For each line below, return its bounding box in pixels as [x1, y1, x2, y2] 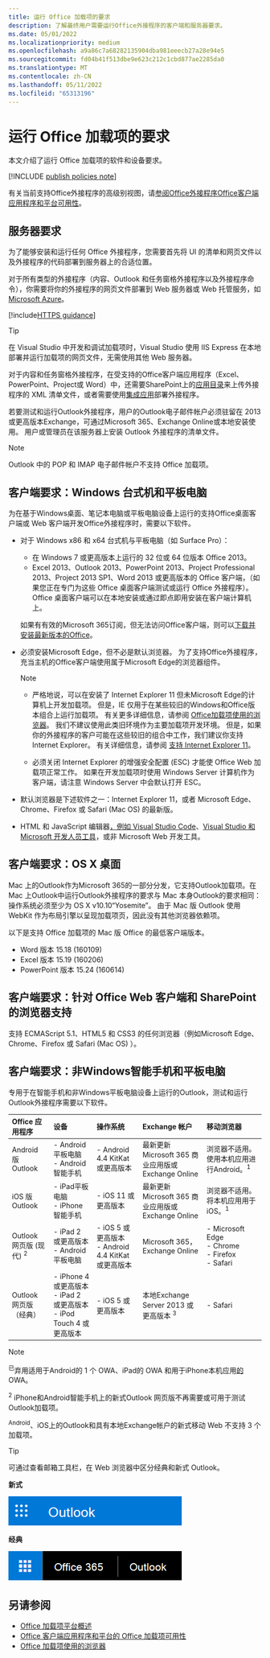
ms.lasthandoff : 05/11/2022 [8, 80, 103, 88]
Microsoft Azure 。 [8, 294, 69, 304]
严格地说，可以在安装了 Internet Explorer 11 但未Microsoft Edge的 [31, 690, 248, 700]
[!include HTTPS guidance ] [8, 311, 96, 320]
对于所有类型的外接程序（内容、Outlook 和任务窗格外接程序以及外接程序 [8, 274, 247, 284]
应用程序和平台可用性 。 [8, 198, 86, 208]
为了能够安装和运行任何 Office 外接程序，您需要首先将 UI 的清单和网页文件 [8, 247, 255, 257]
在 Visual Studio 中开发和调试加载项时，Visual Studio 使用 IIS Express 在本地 [8, 343, 261, 352]
